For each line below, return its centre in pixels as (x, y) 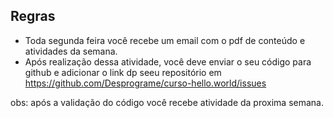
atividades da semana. (71, 51)
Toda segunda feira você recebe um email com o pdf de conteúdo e (165, 40)
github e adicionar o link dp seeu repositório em (123, 72)
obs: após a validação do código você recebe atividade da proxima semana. (167, 102)
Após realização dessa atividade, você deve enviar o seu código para (168, 61)
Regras (33, 16)
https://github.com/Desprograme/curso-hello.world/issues (145, 83)
